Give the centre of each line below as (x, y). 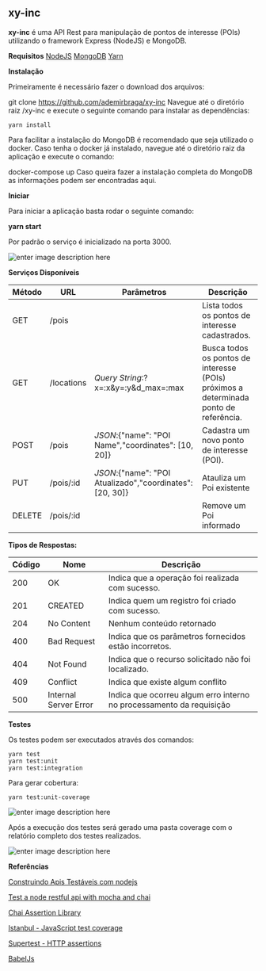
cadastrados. (226, 334)
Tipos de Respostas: (43, 545)
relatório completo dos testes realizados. (75, 835)
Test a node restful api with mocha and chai (80, 897)
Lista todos (222, 305)
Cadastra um (226, 430)
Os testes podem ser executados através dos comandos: (101, 740)
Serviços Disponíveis (44, 272)
